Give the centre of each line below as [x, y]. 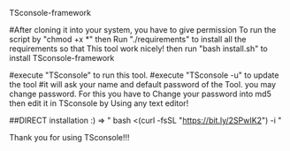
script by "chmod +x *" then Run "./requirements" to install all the [128, 39]
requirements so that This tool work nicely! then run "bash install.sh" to [138, 49]
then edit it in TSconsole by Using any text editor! [99, 103]
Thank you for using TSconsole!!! [69, 137]
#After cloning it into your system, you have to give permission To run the [143, 30]
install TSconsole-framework [62, 58]
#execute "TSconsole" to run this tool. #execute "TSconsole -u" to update [144, 75]
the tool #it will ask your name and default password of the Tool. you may [143, 84]
